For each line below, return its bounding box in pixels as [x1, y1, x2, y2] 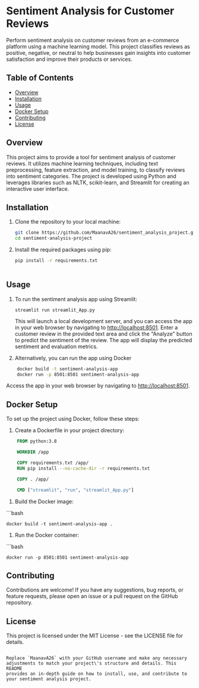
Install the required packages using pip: [14, 246, 112, 253]
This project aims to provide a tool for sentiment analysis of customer [6, 153, 176, 160]
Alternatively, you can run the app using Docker [14, 354, 132, 361]
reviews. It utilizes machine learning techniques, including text [6, 160, 159, 167]
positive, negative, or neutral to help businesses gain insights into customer [6, 49, 191, 56]
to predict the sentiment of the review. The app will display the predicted [14, 336, 192, 343]
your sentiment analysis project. [6, 676, 92, 682]
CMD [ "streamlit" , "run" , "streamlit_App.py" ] [17, 487, 134, 493]
